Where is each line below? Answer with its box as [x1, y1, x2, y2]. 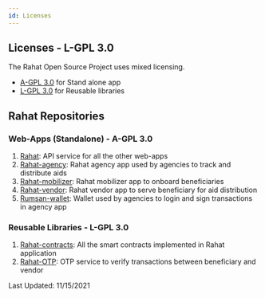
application [19, 249, 57, 258]
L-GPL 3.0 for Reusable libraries [19, 86, 125, 96]
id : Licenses [8, 11, 52, 20]
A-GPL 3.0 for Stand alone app [19, 77, 121, 88]
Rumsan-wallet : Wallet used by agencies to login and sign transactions [19, 194, 253, 203]
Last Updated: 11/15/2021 [8, 280, 90, 291]
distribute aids [19, 168, 68, 178]
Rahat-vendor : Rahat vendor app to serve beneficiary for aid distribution [19, 185, 258, 195]
